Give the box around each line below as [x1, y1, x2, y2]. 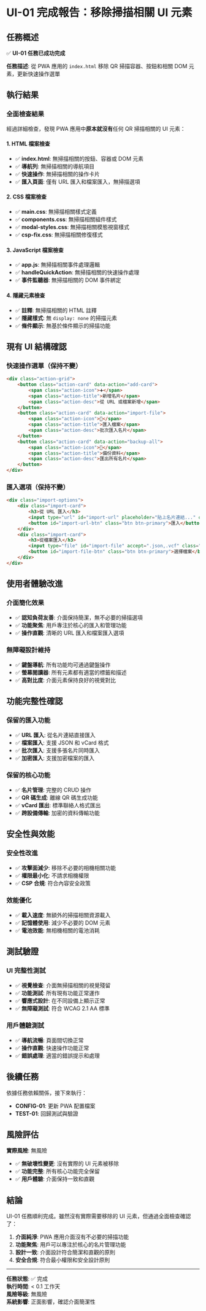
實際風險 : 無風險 [6, 1147, 47, 1154]
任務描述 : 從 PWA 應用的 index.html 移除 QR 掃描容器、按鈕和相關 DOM [6, 63, 188, 69]
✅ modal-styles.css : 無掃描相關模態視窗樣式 [15, 224, 130, 231]
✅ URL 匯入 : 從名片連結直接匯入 [15, 731, 96, 738]
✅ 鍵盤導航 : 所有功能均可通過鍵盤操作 [15, 661, 111, 668]
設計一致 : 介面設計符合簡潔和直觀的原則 [15, 1248, 115, 1256]
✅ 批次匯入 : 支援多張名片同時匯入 [15, 746, 100, 754]
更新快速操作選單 [17, 70, 60, 77]
